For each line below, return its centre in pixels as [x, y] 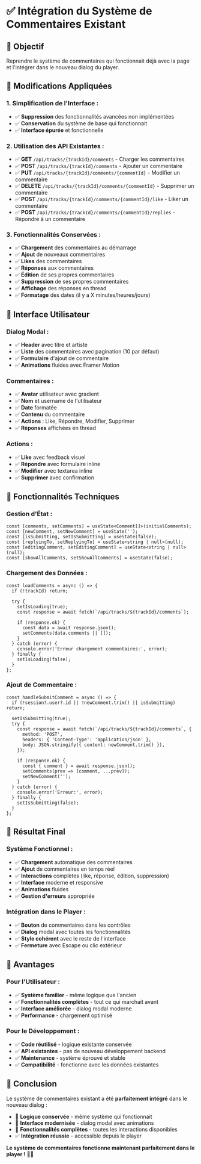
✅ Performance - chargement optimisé [64, 1015]
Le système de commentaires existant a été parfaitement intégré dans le [97, 1098]
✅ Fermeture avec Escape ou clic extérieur [68, 945]
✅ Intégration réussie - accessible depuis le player [78, 1136]
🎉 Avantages [31, 965]
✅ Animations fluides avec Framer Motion [67, 365]
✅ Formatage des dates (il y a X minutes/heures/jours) [82, 295]
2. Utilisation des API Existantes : [55, 146]
